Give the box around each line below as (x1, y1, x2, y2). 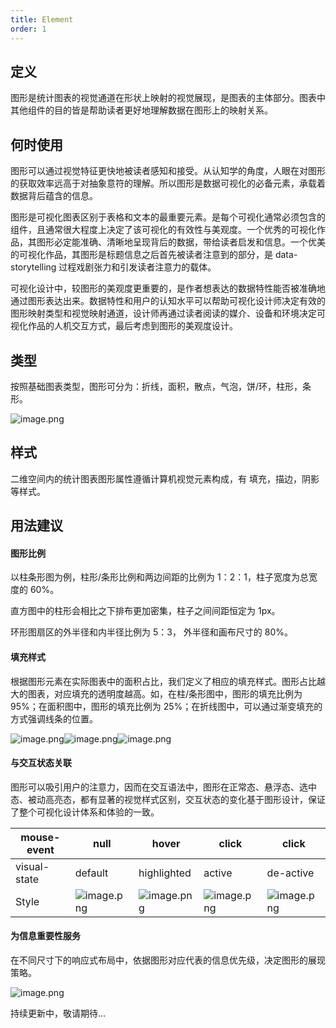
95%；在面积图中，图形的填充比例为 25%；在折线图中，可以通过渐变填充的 (10, 700, 323, 712)
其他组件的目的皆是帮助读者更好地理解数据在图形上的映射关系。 (10, 104, 273, 116)
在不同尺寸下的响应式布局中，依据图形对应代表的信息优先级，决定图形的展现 (10, 954, 326, 966)
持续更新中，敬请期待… (10, 1007, 107, 1019)
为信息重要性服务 (10, 930, 81, 942)
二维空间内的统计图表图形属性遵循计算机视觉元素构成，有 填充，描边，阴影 (10, 472, 320, 485)
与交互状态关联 (10, 757, 72, 769)
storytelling (10, 261, 57, 273)
